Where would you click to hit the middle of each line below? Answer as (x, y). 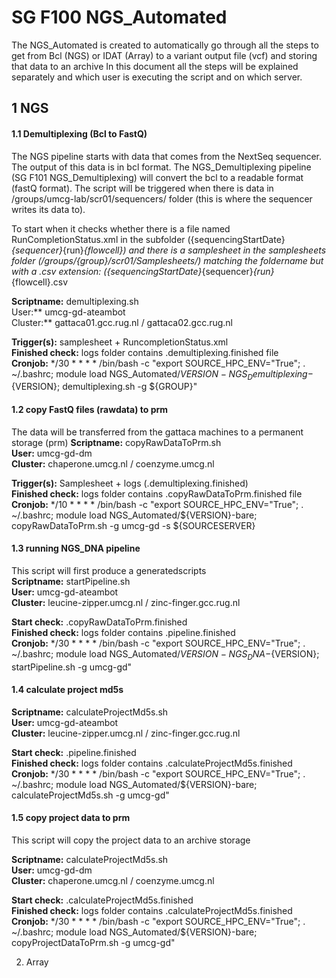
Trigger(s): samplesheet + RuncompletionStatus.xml (120, 342)
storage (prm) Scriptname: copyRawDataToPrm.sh (116, 442)
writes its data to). (48, 209)
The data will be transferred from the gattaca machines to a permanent (157, 432)
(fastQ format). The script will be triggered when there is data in (142, 188)
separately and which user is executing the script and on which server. (157, 77)
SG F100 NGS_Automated (119, 17)
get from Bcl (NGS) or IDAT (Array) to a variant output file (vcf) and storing (164, 55)
